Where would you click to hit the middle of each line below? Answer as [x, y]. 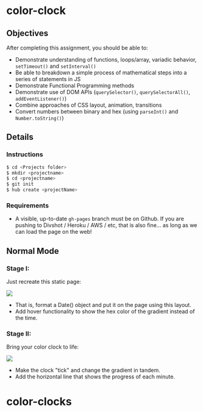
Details [20, 137]
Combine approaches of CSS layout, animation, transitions [88, 105]
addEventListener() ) [41, 99]
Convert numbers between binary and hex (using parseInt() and [97, 111]
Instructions [25, 154]
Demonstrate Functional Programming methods [75, 85]
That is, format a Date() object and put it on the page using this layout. [103, 305]
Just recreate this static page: [44, 282]
